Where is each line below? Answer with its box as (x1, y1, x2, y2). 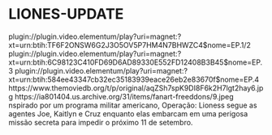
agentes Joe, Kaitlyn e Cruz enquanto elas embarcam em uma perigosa (8, 108, 248, 118)
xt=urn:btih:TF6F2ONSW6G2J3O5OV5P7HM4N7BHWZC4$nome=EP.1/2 (8, 40, 252, 49)
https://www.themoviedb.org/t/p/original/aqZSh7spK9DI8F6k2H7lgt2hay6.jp (8, 82, 264, 93)
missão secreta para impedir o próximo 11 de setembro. (8, 117, 193, 127)
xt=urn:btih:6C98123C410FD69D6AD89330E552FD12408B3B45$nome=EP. (8, 57, 263, 67)
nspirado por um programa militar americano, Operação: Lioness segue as (8, 100, 257, 110)
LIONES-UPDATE (8, 5, 124, 23)
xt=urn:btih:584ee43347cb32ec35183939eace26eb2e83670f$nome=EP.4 (8, 74, 260, 84)
